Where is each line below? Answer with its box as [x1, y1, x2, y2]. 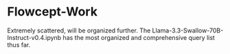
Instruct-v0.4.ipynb [7, 33, 62, 41]
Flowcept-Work [7, 4, 98, 20]
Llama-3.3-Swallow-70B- [152, 26, 224, 34]
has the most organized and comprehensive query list [62, 33, 215, 41]
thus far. [7, 40, 31, 49]
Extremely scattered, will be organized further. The [7, 26, 151, 34]
